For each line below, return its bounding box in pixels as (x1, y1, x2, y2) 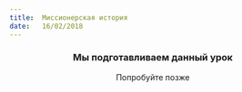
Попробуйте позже (116, 71, 190, 82)
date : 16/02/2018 (9, 22, 84, 31)
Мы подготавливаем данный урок (72, 51, 234, 64)
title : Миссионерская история (9, 13, 128, 23)
